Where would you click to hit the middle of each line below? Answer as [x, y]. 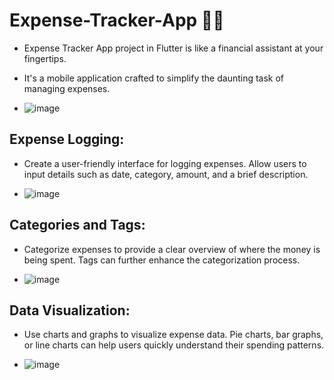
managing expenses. [67, 88]
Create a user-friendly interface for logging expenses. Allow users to [165, 163]
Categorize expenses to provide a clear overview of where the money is [172, 249]
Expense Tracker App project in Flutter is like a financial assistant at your [173, 48]
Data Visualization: [70, 310]
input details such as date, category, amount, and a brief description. [166, 174]
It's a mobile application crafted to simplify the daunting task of [154, 78]
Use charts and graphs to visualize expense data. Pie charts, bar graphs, [173, 335]
